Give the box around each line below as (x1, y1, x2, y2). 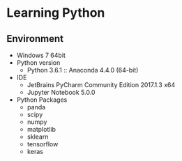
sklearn (26, 132, 49, 141)
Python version (16, 59, 61, 67)
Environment (6, 33, 64, 45)
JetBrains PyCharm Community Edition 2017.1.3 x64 (26, 81, 176, 89)
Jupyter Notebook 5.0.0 (26, 89, 96, 96)
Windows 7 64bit (16, 51, 66, 59)
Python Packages (16, 95, 68, 104)
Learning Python (6, 5, 105, 21)
